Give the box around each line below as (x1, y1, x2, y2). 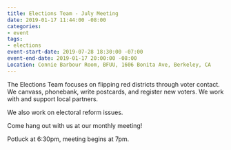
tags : (7, 36, 23, 43)
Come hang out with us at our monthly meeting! (7, 121, 143, 129)
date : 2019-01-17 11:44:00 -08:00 (7, 17, 107, 23)
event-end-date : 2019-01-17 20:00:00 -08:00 (7, 55, 137, 62)
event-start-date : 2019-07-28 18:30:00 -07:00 (7, 49, 143, 56)
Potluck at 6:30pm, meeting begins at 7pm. (7, 135, 130, 143)
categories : (7, 23, 41, 30)
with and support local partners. (7, 94, 99, 103)
